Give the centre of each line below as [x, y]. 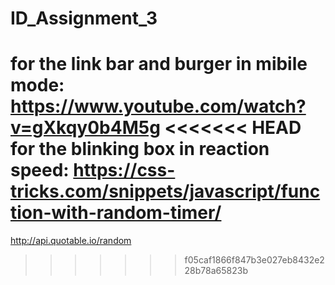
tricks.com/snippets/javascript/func [165, 191]
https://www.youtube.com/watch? [158, 106]
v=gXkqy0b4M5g [85, 128]
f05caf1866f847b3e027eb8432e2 [254, 260]
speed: [40, 170]
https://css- [124, 170]
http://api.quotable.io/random [71, 241]
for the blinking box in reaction [140, 149]
